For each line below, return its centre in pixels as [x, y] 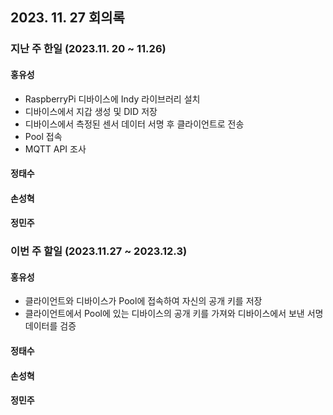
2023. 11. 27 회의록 [67, 18]
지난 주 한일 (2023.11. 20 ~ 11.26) [88, 49]
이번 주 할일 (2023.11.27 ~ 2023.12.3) [99, 251]
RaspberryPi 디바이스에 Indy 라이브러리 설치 [112, 99]
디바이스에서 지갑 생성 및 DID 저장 [91, 111]
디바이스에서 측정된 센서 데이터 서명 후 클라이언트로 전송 [134, 124]
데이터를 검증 [50, 326]
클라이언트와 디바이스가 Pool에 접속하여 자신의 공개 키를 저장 [143, 301]
